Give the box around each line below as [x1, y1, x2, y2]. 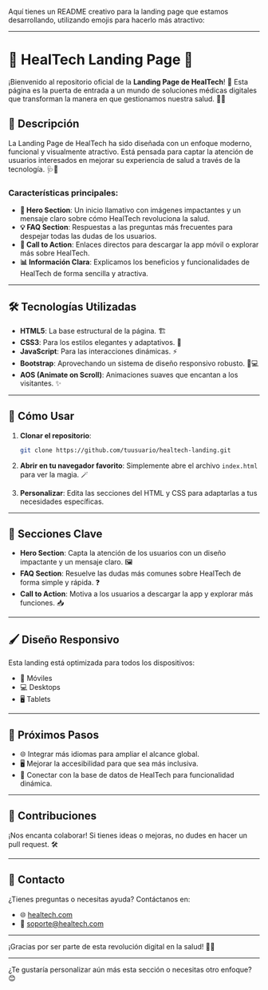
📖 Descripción [8, 117, 80, 131]
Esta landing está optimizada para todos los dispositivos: [8, 658, 195, 667]
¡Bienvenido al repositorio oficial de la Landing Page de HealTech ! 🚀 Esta [8, 77, 249, 86]
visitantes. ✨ [19, 378, 62, 388]
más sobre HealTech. [19, 248, 90, 258]
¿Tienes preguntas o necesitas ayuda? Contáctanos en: [8, 894, 191, 904]
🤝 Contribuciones [8, 810, 97, 823]
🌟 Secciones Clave [8, 527, 103, 541]
